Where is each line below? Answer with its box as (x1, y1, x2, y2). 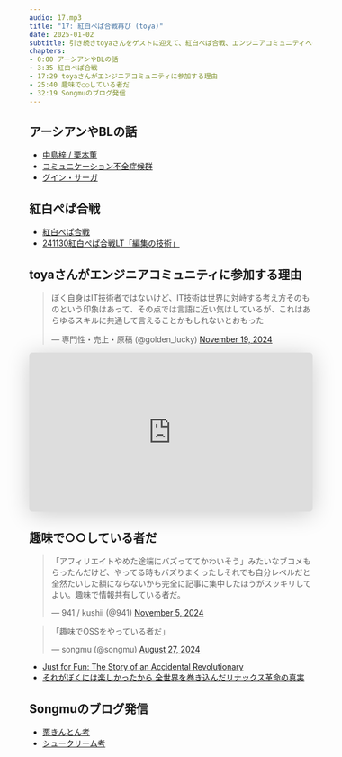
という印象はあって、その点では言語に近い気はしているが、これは (58, 303, 303, 314)
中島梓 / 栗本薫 (41, 149, 98, 160)
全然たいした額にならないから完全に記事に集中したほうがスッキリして (50, 578, 312, 590)
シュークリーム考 (41, 738, 106, 749)
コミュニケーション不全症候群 (41, 161, 153, 172)
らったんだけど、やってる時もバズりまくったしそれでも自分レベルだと (50, 567, 310, 578)
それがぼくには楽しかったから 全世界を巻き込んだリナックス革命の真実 (41, 672, 305, 683)
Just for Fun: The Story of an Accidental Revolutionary (41, 662, 244, 672)
